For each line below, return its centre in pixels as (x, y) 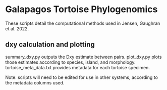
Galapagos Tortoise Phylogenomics (81, 9)
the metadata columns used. (35, 82)
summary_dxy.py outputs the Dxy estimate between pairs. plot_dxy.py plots (83, 57)
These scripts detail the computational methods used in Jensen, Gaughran (83, 23)
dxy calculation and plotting (50, 45)
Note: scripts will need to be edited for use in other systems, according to (81, 77)
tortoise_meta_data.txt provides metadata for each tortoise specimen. (78, 67)
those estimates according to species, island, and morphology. (70, 62)
